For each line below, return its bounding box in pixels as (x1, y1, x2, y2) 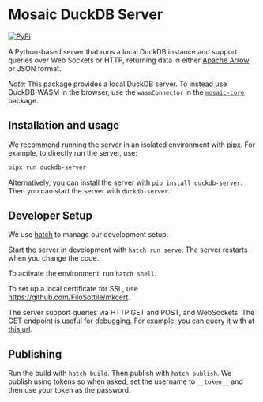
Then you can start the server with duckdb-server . (8, 186, 171, 195)
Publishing (8, 348, 62, 361)
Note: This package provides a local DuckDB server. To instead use (8, 79, 227, 88)
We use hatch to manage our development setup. (8, 230, 169, 239)
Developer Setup (8, 209, 93, 223)
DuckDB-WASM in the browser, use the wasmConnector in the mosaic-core (8, 87, 245, 96)
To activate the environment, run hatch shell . (8, 269, 157, 278)
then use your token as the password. (8, 385, 131, 395)
